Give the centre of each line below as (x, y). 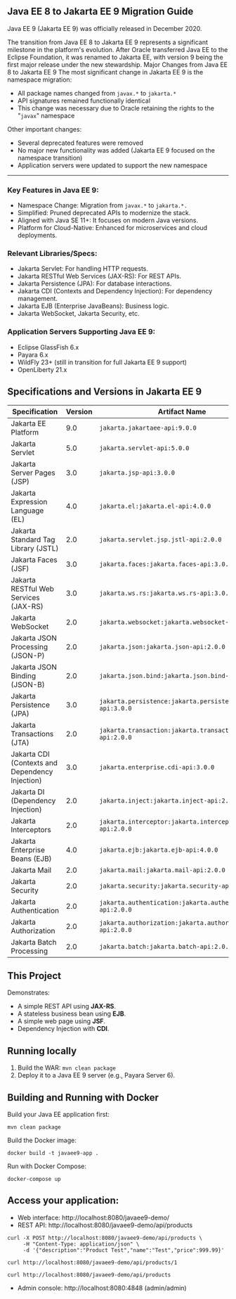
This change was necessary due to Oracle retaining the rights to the (116, 108)
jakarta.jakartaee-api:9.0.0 (148, 428)
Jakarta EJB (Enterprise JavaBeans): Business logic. (93, 306)
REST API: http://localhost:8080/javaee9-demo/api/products (105, 1225)
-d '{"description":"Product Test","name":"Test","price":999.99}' (124, 1250)
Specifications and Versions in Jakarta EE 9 (105, 392)
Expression (29, 501)
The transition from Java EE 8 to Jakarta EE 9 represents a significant (108, 42)
